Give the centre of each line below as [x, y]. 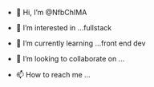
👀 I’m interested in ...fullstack [64, 28]
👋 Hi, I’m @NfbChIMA [51, 12]
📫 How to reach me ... [53, 75]
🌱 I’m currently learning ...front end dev [81, 43]
